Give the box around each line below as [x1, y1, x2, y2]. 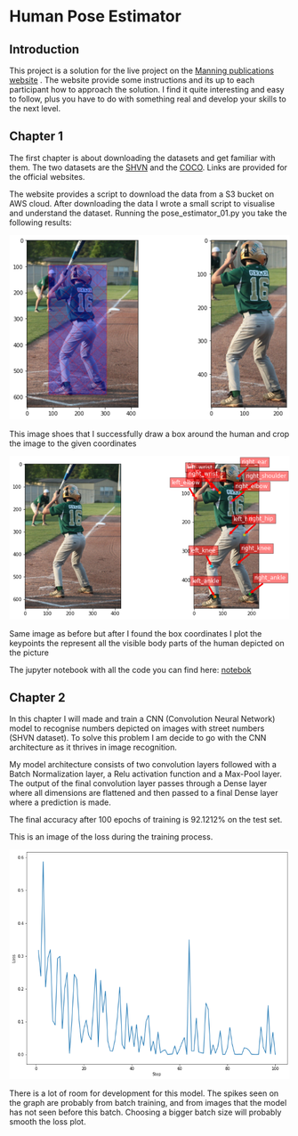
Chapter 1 [9, 129, 64, 144]
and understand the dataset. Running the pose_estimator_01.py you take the [9, 207, 287, 218]
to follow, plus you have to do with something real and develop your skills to [9, 93, 286, 104]
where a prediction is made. [9, 797, 111, 807]
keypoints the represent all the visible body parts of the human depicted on [9, 637, 285, 648]
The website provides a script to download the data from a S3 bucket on [9, 189, 274, 199]
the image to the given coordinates [9, 438, 137, 449]
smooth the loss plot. [9, 1116, 86, 1127]
